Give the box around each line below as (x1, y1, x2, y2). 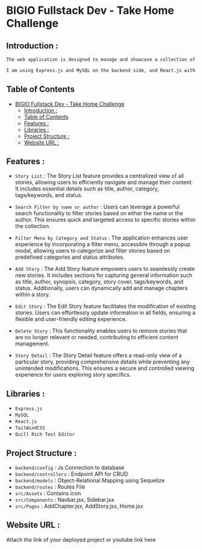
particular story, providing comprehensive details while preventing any (14, 358, 190, 366)
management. (14, 340, 50, 348)
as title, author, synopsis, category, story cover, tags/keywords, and (14, 278, 184, 285)
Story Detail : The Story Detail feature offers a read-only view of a (14, 352, 182, 359)
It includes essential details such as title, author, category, (14, 185, 159, 192)
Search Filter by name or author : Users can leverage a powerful (14, 203, 180, 210)
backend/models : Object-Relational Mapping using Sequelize (14, 477, 165, 484)
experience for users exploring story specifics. (14, 371, 131, 378)
